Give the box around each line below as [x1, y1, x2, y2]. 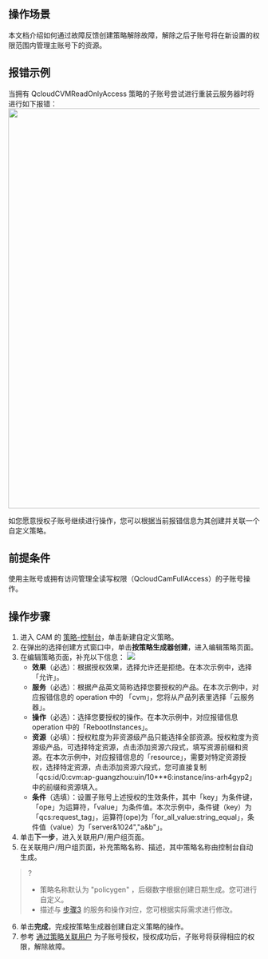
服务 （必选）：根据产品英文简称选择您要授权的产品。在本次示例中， [31, 682, 253, 692]
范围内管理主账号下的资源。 [14, 40, 106, 50]
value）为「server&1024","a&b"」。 [53, 822, 167, 832]
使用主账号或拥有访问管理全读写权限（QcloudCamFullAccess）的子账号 [8, 574, 244, 584]
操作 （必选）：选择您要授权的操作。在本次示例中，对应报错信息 [31, 713, 238, 722]
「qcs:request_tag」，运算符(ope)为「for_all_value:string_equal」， [31, 813, 248, 822]
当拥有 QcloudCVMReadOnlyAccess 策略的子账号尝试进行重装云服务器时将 [8, 89, 255, 98]
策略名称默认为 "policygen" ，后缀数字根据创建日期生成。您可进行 [39, 885, 258, 894]
